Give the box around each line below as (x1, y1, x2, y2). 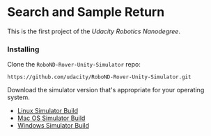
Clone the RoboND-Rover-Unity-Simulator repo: (7, 60, 141, 69)
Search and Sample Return (7, 4, 165, 20)
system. (7, 93, 30, 101)
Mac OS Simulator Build (17, 114, 86, 122)
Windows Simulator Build (17, 121, 89, 130)
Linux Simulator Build (17, 107, 79, 115)
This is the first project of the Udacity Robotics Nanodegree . (7, 27, 181, 35)
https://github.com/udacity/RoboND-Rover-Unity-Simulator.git (7, 74, 192, 80)
